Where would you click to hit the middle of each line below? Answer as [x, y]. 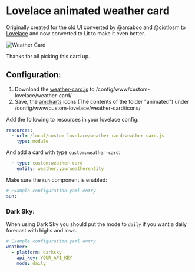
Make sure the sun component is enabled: [57, 180]
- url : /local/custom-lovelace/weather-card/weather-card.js [88, 136]
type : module [33, 141]
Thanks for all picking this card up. [48, 56]
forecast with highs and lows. [42, 231]
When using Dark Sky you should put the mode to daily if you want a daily [97, 224]
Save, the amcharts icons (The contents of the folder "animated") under [102, 101]
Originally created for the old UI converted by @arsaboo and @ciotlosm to [96, 27]
